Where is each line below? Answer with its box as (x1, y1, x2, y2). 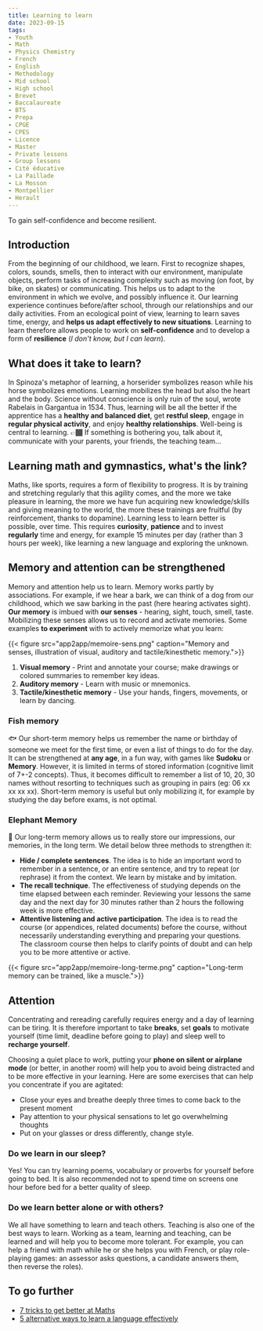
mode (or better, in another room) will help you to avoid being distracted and (8, 1063, 255, 1073)
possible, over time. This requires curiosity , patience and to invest (8, 521, 224, 531)
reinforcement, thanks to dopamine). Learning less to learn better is (8, 513, 226, 523)
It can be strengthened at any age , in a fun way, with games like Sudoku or (8, 753, 250, 763)
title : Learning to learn (8, 11, 92, 20)
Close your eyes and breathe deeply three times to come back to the (19, 1096, 241, 1105)
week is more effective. (19, 906, 95, 915)
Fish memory (8, 715, 59, 726)
